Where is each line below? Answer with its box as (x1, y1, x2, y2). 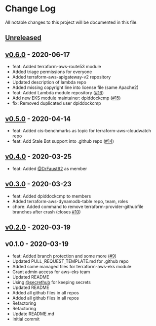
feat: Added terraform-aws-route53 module (12, 64, 101, 70)
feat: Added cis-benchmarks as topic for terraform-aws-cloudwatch (12, 127, 152, 133)
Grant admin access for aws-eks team (12, 269, 90, 275)
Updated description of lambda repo (12, 80, 86, 85)
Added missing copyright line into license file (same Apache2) (12, 84, 139, 90)
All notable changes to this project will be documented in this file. (5, 19, 138, 25)
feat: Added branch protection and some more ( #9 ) (12, 253, 117, 259)
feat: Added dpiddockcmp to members (12, 193, 91, 199)
